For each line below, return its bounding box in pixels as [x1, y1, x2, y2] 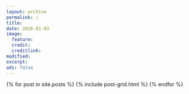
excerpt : [6, 59, 28, 65]
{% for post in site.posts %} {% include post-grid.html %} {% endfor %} [6, 81, 184, 88]
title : [6, 20, 23, 26]
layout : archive [6, 8, 47, 15]
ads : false [6, 64, 33, 71]
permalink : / [6, 14, 39, 20]
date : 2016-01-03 [6, 25, 50, 32]
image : [6, 31, 23, 37]
